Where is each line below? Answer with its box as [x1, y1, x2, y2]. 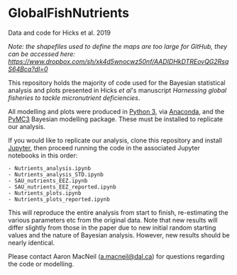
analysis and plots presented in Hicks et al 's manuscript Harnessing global [8, 86, 227, 94]
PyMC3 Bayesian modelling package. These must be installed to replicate [8, 115, 223, 123]
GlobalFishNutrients [8, 5, 130, 21]
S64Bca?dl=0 [8, 64, 48, 73]
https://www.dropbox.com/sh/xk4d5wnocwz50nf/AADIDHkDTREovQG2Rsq [8, 57, 229, 65]
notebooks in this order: [8, 151, 78, 159]
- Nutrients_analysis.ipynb [8, 164, 92, 172]
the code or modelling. [8, 259, 75, 268]
